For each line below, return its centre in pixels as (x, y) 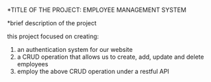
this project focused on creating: (53, 36)
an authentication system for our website (75, 50)
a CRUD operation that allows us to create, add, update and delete (110, 57)
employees (33, 64)
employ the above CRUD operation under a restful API (93, 71)
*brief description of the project (52, 23)
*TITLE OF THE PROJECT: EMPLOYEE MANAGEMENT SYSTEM (97, 10)
